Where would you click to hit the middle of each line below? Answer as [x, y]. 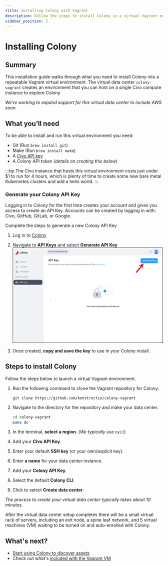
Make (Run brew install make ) [44, 150]
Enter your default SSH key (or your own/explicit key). [68, 451]
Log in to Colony [29, 235]
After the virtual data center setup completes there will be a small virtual [79, 514]
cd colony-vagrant [31, 417]
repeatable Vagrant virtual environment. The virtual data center [70, 82]
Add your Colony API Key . [39, 470]
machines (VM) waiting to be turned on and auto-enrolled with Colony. [78, 525]
